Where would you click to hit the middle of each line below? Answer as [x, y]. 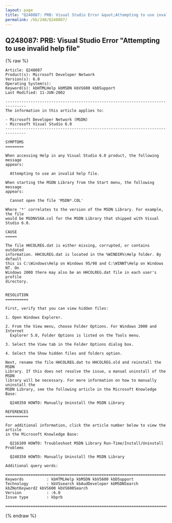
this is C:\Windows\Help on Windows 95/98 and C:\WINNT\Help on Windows [84, 264]
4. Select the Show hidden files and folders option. [64, 353]
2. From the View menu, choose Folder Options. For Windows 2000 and [81, 327]
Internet [15, 331]
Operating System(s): [28, 84]
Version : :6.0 [33, 493]
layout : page [19, 10]
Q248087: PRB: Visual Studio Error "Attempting [83, 40]
